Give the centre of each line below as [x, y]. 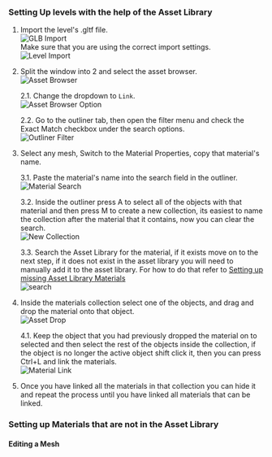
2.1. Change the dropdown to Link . [78, 96]
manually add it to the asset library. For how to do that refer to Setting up [142, 270]
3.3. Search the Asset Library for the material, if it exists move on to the [139, 252]
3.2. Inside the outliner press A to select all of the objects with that [131, 202]
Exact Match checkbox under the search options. [102, 129]
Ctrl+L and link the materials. [69, 362]
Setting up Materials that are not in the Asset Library [114, 424]
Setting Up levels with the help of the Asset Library [110, 12]
